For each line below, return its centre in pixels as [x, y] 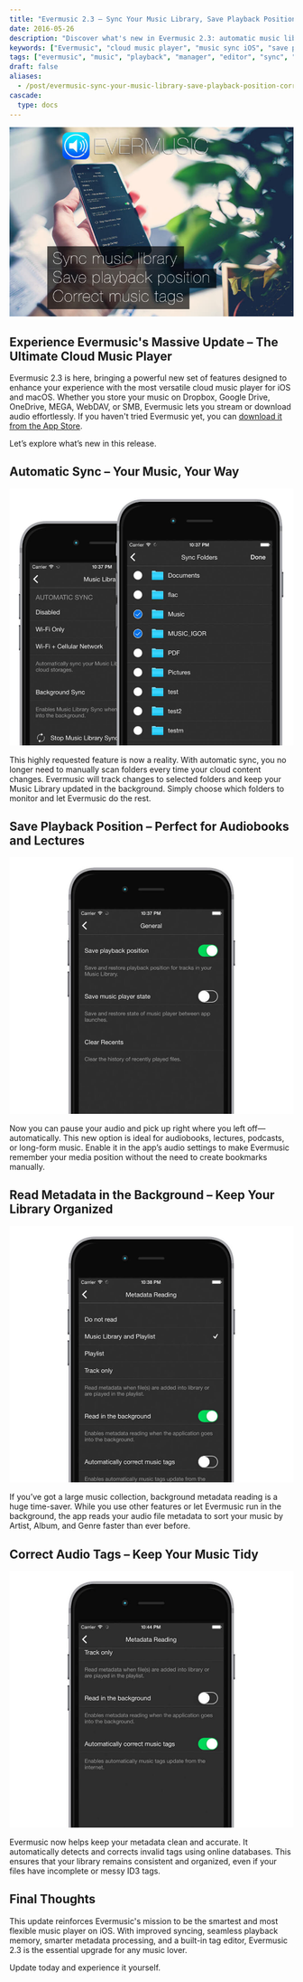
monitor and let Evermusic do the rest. [80, 798]
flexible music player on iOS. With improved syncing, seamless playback [144, 1930]
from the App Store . [46, 426]
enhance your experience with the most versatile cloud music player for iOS [150, 388]
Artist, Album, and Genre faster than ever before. [100, 1526]
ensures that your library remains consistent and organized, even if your [143, 1861]
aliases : [26, 77]
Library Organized [61, 1209]
